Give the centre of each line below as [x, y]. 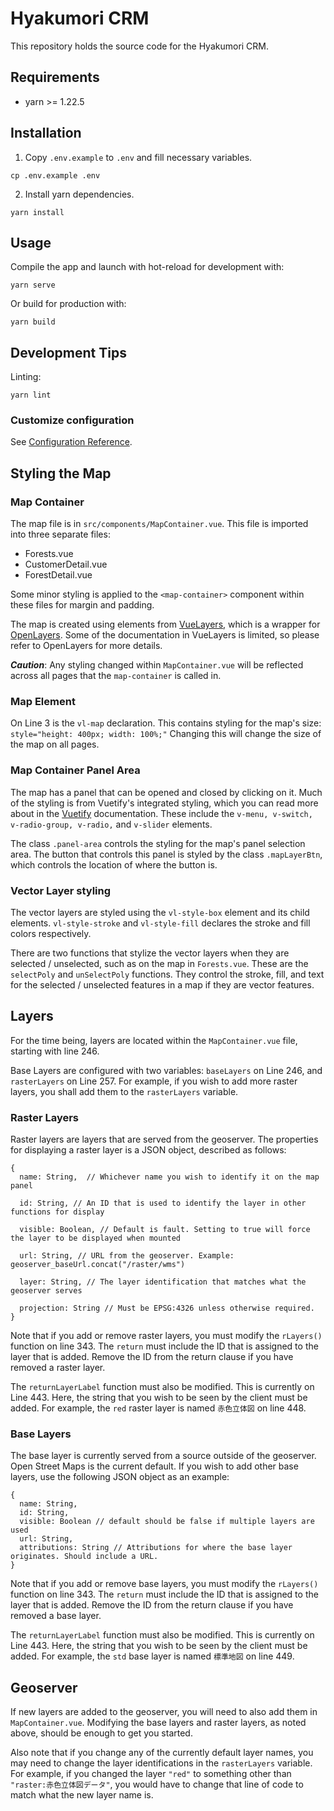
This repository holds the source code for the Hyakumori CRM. [140, 46]
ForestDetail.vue [58, 575]
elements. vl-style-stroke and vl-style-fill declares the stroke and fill [160, 923]
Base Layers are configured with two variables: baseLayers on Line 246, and [166, 1070]
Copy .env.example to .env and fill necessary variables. [138, 157]
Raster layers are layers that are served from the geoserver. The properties [164, 1139]
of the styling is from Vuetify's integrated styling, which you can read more [164, 803]
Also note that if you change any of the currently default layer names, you [162, 1753]
